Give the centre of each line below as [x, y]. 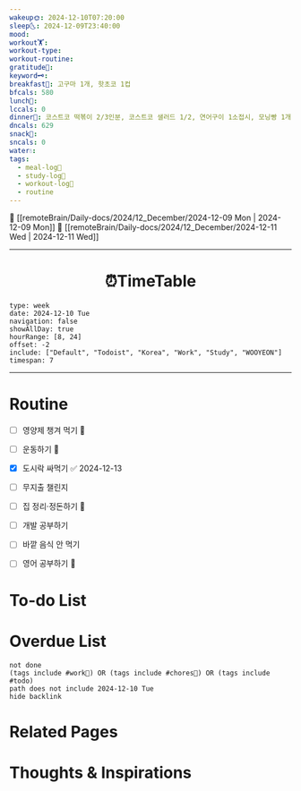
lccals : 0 [28, 109]
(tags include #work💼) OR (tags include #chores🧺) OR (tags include [140, 673]
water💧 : [23, 150]
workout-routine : [42, 59]
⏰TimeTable [150, 281]
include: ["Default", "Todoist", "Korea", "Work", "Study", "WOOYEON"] [146, 353]
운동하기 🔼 [41, 449]
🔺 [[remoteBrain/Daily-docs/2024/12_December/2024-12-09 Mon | [133, 217]
